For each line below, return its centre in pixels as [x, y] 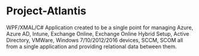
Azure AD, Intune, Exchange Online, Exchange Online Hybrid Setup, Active [98, 33]
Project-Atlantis [46, 11]
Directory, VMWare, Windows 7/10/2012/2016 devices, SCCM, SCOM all [95, 40]
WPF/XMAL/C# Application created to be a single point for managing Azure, [100, 27]
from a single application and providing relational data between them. [92, 46]
